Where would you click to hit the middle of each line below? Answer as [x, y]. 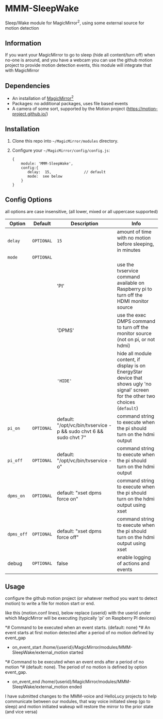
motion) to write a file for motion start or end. [50, 604]
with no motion [134, 238]
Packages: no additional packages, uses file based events [70, 103]
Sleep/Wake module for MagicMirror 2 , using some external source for [75, 22]
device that [130, 378]
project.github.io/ [29, 114]
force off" [68, 537]
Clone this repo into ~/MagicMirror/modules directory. [65, 141]
